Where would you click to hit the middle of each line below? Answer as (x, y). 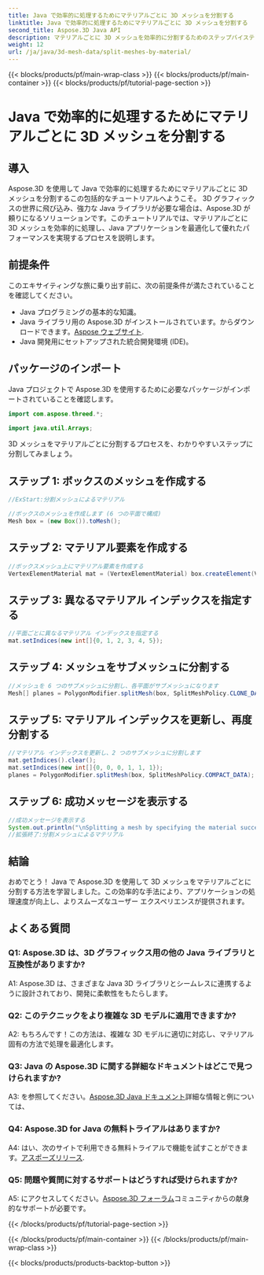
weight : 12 (26, 45)
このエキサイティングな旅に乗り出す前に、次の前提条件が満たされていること (132, 285)
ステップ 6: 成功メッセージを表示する (98, 802)
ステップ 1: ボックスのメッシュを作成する (107, 481)
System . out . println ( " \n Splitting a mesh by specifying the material (123, 827)
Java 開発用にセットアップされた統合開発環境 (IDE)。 (106, 341)
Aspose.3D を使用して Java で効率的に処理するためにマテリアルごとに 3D (128, 188)
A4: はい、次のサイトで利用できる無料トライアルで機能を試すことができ (125, 1147)
